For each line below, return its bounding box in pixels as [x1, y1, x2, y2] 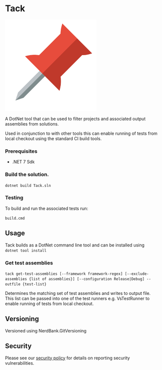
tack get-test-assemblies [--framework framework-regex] [5, 271, 123, 276]
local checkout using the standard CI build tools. [5, 135, 102, 142]
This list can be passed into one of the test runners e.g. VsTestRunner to [5, 295, 150, 301]
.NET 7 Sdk [12, 159, 35, 165]
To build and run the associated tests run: [5, 206, 89, 211]
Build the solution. [5, 171, 49, 178]
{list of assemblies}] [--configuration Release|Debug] [29, 276, 145, 281]
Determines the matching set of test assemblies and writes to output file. [5, 290, 151, 296]
